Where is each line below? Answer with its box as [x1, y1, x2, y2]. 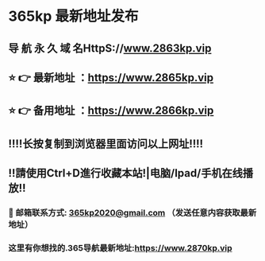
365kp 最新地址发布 [8, 7, 139, 25]
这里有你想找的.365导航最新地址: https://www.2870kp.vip [8, 242, 232, 253]
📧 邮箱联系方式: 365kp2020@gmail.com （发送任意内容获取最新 [8, 208, 257, 219]
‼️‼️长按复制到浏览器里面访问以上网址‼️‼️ [8, 137, 204, 150]
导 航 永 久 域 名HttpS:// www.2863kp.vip [8, 41, 212, 55]
